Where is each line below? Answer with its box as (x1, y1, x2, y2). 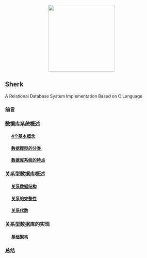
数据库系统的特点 (11, 157, 45, 163)
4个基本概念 (11, 133, 35, 139)
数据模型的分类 (11, 145, 41, 151)
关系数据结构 (11, 183, 37, 189)
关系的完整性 (11, 195, 37, 201)
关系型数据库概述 (5, 171, 45, 177)
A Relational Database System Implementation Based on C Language (5, 93, 143, 99)
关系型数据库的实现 (5, 221, 50, 227)
